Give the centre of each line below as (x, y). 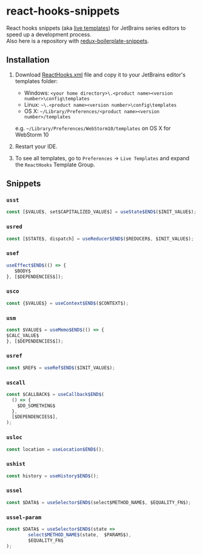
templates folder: (36, 81)
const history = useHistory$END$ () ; (52, 476)
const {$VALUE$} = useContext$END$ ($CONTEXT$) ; (68, 303)
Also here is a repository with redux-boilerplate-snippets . (78, 41)
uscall (16, 383)
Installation (28, 60)
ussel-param (24, 517)
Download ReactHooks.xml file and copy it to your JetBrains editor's (100, 75)
